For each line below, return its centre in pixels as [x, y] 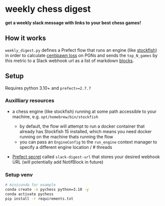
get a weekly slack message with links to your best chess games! [73, 23]
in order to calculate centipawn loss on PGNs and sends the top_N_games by [82, 55]
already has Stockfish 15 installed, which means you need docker [86, 131]
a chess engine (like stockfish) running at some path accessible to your [84, 111]
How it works [26, 38]
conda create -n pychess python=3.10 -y [47, 190]
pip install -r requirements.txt [39, 199]
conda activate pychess [29, 194]
